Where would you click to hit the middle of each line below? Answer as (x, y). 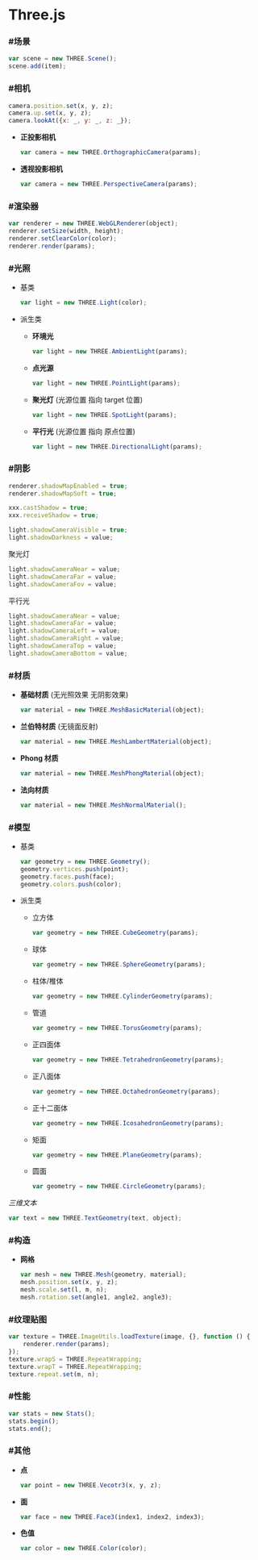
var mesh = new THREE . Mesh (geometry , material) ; (103, 1275)
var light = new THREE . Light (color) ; (83, 302)
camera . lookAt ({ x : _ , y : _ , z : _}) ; (70, 121)
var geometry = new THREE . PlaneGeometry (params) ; (117, 1155)
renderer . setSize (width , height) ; (67, 231)
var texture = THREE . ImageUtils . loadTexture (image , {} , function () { (129, 1337)
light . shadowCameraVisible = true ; (68, 530)
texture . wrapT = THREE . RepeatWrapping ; (75, 1366)
